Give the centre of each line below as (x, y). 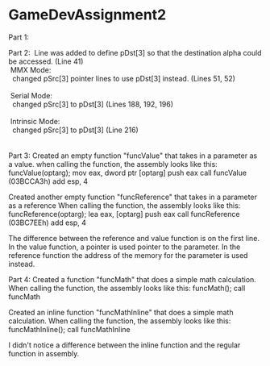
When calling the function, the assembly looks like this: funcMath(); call (127, 288)
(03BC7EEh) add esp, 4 (48, 223)
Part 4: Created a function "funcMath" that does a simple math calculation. (132, 279)
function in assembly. (44, 353)
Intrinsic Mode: (35, 121)
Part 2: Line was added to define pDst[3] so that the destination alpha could (135, 52)
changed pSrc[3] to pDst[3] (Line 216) (75, 130)
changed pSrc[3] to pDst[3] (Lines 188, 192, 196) (93, 104)
